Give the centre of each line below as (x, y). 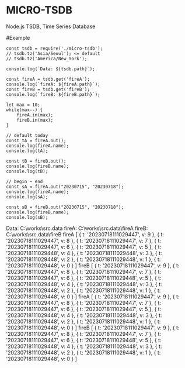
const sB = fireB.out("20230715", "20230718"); (65, 207)
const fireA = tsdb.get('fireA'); (48, 79)
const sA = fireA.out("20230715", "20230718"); (65, 187)
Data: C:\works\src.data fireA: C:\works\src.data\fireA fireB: (77, 228)
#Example (18, 37)
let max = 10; (23, 105)
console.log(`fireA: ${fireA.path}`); (53, 84)
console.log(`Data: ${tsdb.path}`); (50, 69)
